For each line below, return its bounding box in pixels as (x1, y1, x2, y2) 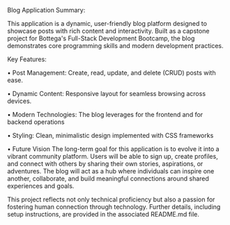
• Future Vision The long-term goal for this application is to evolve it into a (7, 145, 220, 153)
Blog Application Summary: (7, 6, 86, 14)
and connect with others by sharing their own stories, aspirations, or (7, 160, 204, 168)
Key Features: (7, 55, 47, 63)
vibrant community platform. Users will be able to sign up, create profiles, (7, 153, 218, 160)
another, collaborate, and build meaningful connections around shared (7, 174, 209, 183)
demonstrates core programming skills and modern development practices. (7, 42, 224, 49)
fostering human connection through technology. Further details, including (7, 203, 221, 211)
